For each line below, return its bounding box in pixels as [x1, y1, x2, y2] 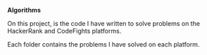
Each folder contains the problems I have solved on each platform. [7, 40, 200, 48]
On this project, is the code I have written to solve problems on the [7, 19, 201, 27]
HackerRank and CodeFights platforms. [7, 27, 122, 35]
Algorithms [7, 6, 41, 14]
